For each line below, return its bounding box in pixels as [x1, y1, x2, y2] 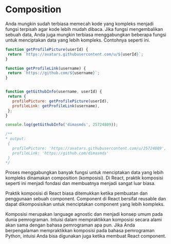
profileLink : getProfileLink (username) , [12, 103, 100, 108]
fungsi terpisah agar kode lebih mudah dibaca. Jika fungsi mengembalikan [5, 26, 163, 32]
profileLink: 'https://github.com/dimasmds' [12, 151, 109, 156]
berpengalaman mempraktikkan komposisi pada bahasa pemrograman [5, 228, 155, 234]
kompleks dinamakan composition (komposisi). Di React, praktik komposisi [5, 175, 163, 181]
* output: [5, 136, 27, 142]
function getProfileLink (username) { [5, 66, 86, 71]
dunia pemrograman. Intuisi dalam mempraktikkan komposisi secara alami [5, 217, 162, 223]
